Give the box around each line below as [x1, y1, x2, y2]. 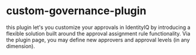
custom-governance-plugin [6, 4, 147, 18]
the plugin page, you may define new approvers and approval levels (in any [6, 36, 190, 43]
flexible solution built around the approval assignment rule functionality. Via [6, 30, 191, 37]
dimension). [6, 43, 36, 50]
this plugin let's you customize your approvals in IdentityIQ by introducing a [6, 24, 191, 31]
